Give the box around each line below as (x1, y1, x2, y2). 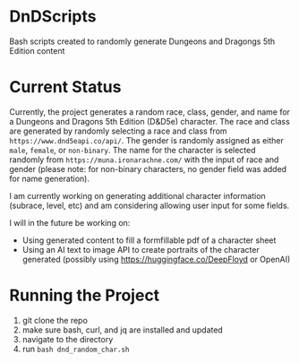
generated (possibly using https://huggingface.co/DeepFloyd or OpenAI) (21, 254, 291, 264)
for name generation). (9, 173, 90, 184)
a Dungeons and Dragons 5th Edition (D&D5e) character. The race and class (9, 116, 291, 126)
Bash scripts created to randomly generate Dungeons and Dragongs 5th (9, 36, 276, 47)
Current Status (9, 77, 122, 98)
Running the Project (9, 285, 160, 306)
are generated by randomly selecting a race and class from (9, 125, 227, 136)
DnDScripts (9, 6, 97, 27)
